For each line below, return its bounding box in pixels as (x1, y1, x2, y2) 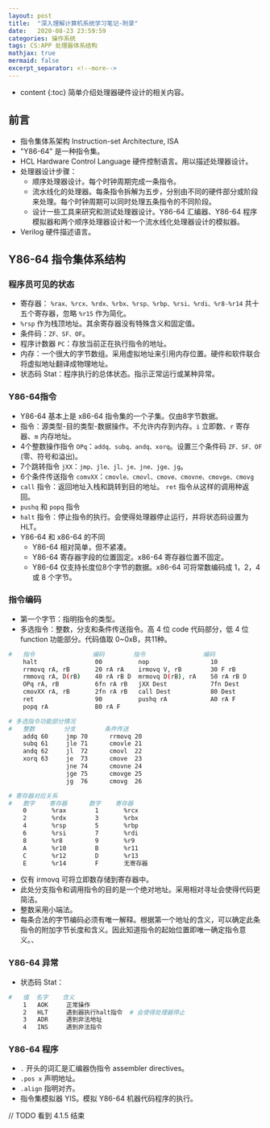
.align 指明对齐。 (19, 1084, 80, 1093)
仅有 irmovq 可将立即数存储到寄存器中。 (19, 875, 154, 885)
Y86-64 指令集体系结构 (8, 252, 127, 266)
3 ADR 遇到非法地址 (23, 1016, 102, 1024)
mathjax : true (8, 49, 56, 57)
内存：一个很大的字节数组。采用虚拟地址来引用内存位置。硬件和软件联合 (19, 349, 260, 359)
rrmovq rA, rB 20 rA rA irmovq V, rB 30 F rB (23, 666, 236, 674)
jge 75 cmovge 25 (65, 769, 143, 778)
